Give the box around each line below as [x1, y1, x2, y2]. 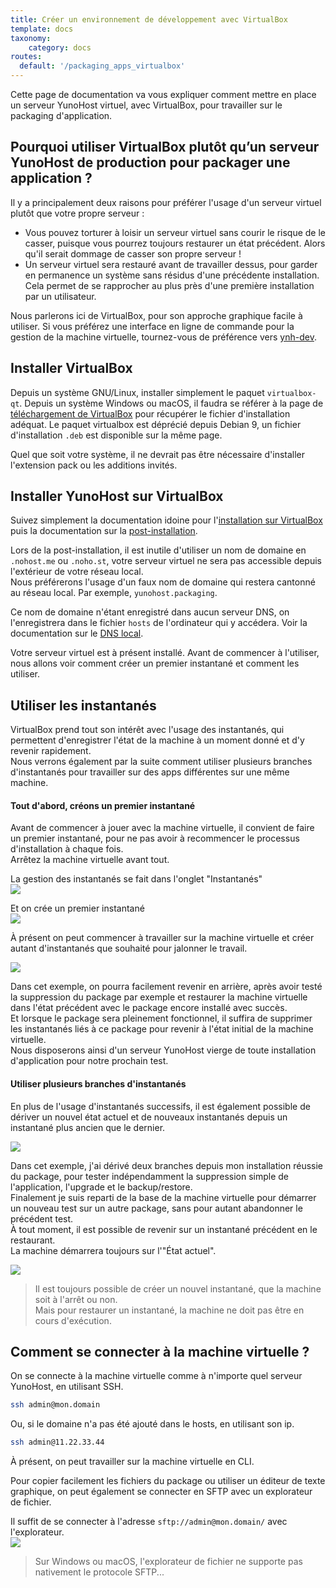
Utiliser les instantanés [10, 697, 157, 714]
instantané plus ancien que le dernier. [10, 1121, 166, 1133]
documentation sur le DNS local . [10, 627, 144, 640]
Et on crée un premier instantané [10, 902, 145, 915]
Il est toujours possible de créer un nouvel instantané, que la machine [34, 1282, 322, 1295]
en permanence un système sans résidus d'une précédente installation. [24, 269, 320, 281]
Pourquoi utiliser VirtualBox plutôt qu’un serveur [10, 139, 320, 156]
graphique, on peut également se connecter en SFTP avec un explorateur [10, 1486, 313, 1498]
